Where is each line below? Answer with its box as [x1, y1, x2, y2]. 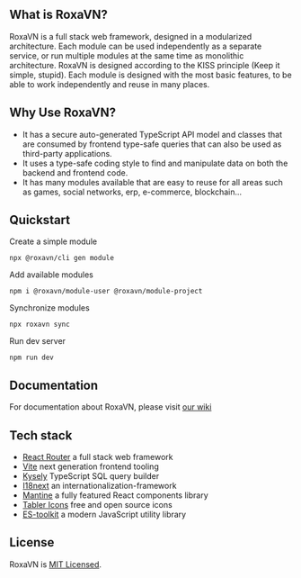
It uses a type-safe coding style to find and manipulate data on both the [22, 158, 288, 168]
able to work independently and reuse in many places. [9, 78, 210, 89]
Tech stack [9, 428, 73, 443]
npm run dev [9, 353, 54, 363]
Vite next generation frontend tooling [22, 461, 159, 472]
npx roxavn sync [9, 320, 70, 330]
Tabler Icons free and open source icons [22, 500, 173, 510]
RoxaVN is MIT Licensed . [9, 558, 102, 570]
